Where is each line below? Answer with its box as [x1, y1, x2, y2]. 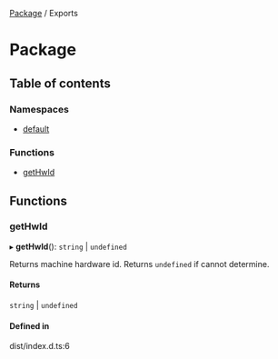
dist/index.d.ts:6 [9, 341, 70, 352]
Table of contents [9, 75, 111, 91]
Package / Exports [9, 8, 79, 18]
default [22, 123, 50, 135]
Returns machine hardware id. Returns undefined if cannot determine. [9, 258, 270, 269]
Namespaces [9, 103, 70, 115]
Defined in [9, 320, 50, 331]
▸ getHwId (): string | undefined [9, 241, 127, 252]
